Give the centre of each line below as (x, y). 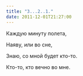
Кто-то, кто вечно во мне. (38, 67)
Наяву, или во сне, (29, 45)
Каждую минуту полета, (37, 33)
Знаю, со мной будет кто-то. (42, 56)
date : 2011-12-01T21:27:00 (39, 17)
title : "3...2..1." (30, 11)
